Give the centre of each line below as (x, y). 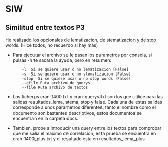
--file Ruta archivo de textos (55, 87)
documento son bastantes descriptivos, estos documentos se (77, 113)
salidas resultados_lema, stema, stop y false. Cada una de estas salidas (87, 102)
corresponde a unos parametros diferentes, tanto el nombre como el (84, 107)
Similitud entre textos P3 (45, 28)
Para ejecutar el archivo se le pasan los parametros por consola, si (82, 55)
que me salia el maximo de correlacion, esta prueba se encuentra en (84, 133)
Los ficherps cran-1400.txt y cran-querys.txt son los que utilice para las (88, 97)
